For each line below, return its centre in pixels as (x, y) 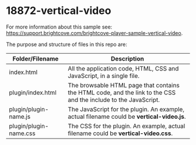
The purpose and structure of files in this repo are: (66, 44)
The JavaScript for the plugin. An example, (126, 109)
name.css (22, 133)
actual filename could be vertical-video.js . (127, 116)
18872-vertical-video (59, 11)
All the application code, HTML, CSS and (123, 68)
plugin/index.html (33, 93)
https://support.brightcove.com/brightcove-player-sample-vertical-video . (94, 33)
